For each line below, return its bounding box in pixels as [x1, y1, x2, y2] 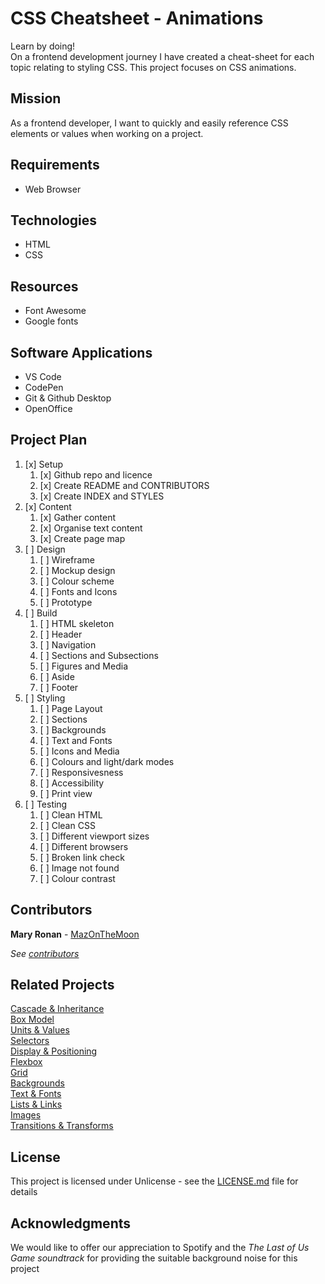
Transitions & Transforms [10, 1120, 114, 1132]
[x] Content [24, 500, 72, 512]
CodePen [24, 382, 64, 393]
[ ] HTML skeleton [39, 617, 115, 629]
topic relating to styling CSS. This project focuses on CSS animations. [10, 61, 297, 73]
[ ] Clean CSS [39, 819, 96, 831]
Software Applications [10, 344, 153, 361]
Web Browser [24, 183, 82, 195]
